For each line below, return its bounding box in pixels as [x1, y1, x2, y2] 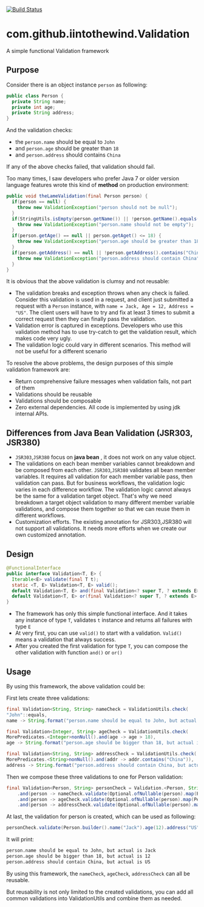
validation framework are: [6, 366, 70, 373]
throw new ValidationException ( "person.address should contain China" [17, 255, 200, 261]
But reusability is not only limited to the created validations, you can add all [6, 888, 194, 895]
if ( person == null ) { [12, 199, 67, 205]
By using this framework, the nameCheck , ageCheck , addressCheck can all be [6, 870, 190, 877]
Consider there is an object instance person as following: [6, 81, 148, 88]
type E [15, 623, 32, 630]
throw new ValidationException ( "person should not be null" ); [17, 204, 178, 210]
